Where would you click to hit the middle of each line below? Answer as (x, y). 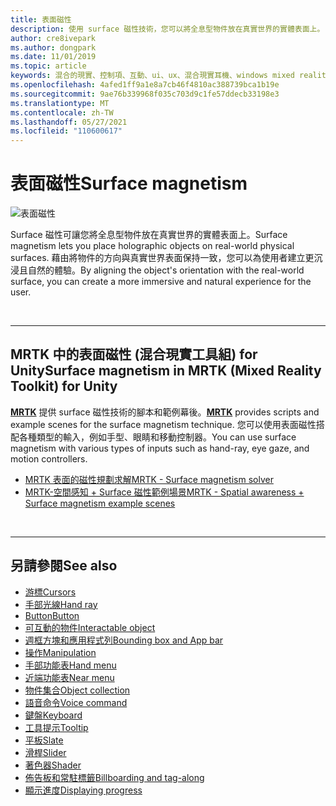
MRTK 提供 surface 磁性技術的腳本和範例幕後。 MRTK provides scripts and (165, 412)
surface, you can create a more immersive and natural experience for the (161, 282)
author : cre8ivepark (53, 38)
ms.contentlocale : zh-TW (62, 112)
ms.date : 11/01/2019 (53, 57)
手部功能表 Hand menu (70, 665)
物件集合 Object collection (77, 690)
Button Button (52, 615)
